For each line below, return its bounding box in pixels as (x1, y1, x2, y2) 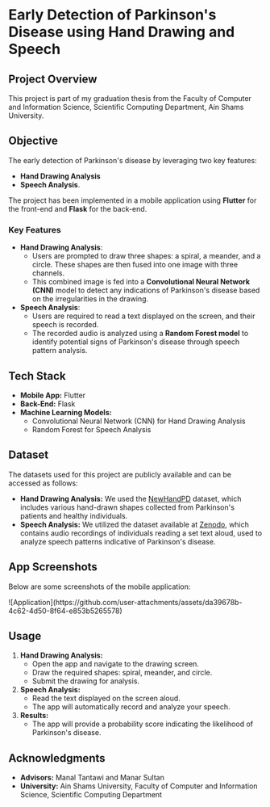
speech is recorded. (31, 320, 99, 330)
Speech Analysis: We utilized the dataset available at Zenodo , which (19, 519, 250, 529)
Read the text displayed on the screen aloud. (31, 693, 181, 704)
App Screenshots (8, 560, 98, 574)
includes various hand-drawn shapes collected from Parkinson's (19, 502, 235, 512)
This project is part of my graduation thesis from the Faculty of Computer (8, 94, 252, 103)
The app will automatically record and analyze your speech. (31, 702, 231, 712)
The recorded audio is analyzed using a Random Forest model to (31, 329, 249, 338)
